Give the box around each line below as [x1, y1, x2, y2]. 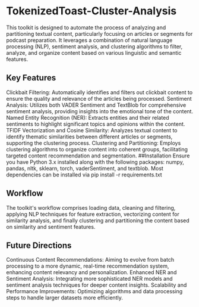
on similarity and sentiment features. [6, 223, 96, 230]
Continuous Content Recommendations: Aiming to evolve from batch [6, 256, 174, 263]
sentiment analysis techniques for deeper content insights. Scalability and [6, 281, 187, 289]
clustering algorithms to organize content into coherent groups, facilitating [6, 145, 188, 153]
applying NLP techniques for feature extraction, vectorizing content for [6, 210, 179, 218]
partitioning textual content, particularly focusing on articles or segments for [6, 30, 193, 37]
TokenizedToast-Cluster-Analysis [6, 4, 177, 18]
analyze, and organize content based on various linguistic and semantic [6, 49, 182, 56]
